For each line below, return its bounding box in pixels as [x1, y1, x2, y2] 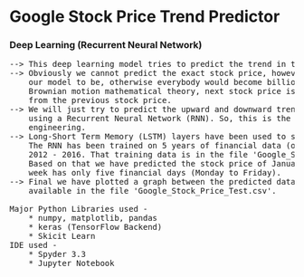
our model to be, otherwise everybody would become [28, 77, 262, 88]
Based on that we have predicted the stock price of [28, 158, 268, 169]
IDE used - [9, 240, 58, 251]
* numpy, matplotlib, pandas [28, 213, 158, 224]
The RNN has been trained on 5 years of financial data [28, 140, 282, 151]
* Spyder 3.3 [28, 249, 86, 260]
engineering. [28, 122, 86, 133]
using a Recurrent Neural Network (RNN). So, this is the [28, 113, 291, 124]
